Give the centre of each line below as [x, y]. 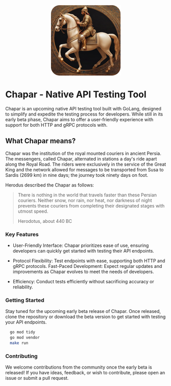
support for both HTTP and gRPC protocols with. [56, 125]
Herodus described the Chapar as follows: [50, 185]
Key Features [22, 234]
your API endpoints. [26, 322]
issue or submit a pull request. [37, 378]
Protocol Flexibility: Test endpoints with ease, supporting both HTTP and [89, 261]
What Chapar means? [41, 141]
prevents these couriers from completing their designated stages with [91, 206]
